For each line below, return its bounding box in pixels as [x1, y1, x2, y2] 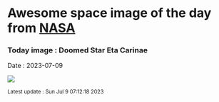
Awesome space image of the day [7, 5, 212, 21]
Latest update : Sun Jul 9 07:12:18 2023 [7, 89, 104, 96]
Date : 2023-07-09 [7, 62, 63, 70]
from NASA [7, 20, 76, 36]
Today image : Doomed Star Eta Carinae [7, 45, 148, 55]
